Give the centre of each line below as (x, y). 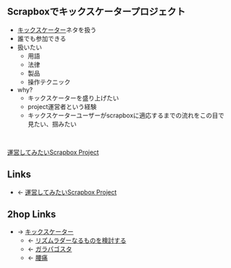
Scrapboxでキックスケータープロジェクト (96, 12)
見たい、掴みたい (52, 124)
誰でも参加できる (42, 38)
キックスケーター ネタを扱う (57, 30)
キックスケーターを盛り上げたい (73, 98)
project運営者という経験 (62, 106)
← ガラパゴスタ (50, 249)
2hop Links (32, 214)
